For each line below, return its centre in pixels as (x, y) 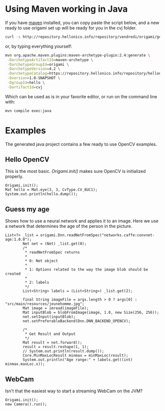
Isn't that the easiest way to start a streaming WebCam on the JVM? (74, 391)
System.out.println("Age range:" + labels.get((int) (78, 360)
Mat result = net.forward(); (53, 343)
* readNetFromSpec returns (52, 252)
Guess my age (27, 209)
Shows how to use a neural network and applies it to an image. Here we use (82, 221)
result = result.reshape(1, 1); (56, 347)
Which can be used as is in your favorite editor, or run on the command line (81, 96)
